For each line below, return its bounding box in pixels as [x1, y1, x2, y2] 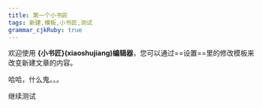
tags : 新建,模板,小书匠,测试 [8, 19, 93, 27]
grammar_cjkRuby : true [8, 26, 82, 34]
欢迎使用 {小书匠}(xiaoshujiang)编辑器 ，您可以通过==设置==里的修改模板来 [8, 49, 255, 58]
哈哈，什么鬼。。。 [8, 75, 64, 85]
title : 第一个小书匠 [8, 11, 68, 20]
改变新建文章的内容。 [8, 58, 77, 67]
